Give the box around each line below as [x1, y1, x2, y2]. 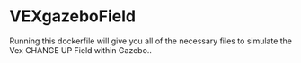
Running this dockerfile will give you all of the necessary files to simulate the [9, 35, 293, 46]
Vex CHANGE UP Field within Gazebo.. [9, 44, 153, 55]
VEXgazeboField [9, 6, 137, 27]
